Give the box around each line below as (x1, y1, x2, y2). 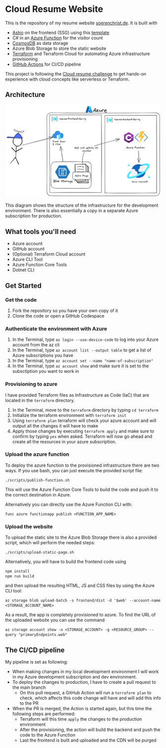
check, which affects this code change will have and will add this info (19, 695, 161, 701)
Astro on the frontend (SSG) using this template (12, 29, 110, 35)
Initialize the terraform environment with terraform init (12, 412, 126, 418)
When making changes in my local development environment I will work (12, 668, 159, 674)
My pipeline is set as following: (5, 659, 68, 665)
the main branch (12, 684, 46, 690)
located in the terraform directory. (5, 397, 75, 403)
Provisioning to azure (5, 381, 58, 388)
